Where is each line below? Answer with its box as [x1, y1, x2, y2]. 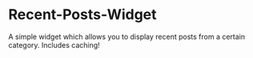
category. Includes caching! [8, 40, 100, 49]
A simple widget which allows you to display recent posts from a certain [8, 32, 246, 41]
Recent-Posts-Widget [8, 6, 158, 24]
